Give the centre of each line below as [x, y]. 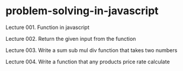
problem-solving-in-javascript [82, 11]
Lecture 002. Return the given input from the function [71, 38]
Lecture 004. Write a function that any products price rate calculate [88, 62]
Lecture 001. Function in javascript [47, 27]
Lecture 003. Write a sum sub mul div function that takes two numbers [91, 50]
